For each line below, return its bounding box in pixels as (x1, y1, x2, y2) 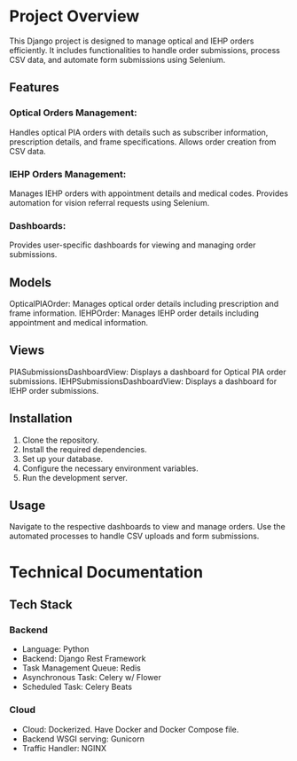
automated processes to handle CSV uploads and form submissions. (9, 530, 260, 542)
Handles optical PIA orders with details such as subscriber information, (9, 127, 269, 137)
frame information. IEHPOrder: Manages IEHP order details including (9, 308, 260, 318)
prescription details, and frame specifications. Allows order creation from (9, 136, 277, 147)
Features (9, 80, 59, 95)
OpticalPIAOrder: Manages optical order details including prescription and (9, 299, 279, 310)
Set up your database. (21, 453, 104, 464)
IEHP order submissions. (9, 385, 99, 396)
